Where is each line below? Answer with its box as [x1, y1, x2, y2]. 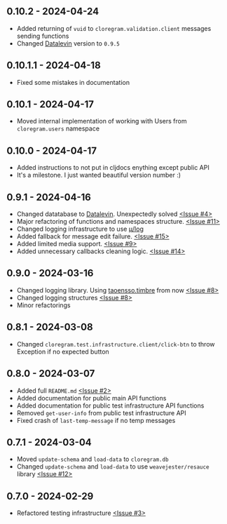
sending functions [16, 32, 69, 40]
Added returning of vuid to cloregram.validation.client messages [16, 24, 212, 32]
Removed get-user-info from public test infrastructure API [16, 408, 186, 417]
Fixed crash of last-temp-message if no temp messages [16, 416, 176, 424]
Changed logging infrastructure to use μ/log [16, 224, 144, 234]
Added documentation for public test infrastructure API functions [16, 401, 205, 410]
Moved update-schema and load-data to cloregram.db [16, 455, 169, 464]
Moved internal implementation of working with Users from [16, 117, 187, 126]
